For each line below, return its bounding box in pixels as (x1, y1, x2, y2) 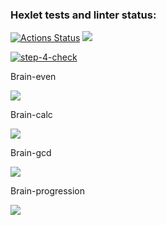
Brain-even (10, 71, 57, 83)
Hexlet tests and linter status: (10, 8, 157, 22)
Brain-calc (10, 109, 53, 121)
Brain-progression (10, 185, 86, 197)
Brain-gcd (10, 147, 52, 159)
